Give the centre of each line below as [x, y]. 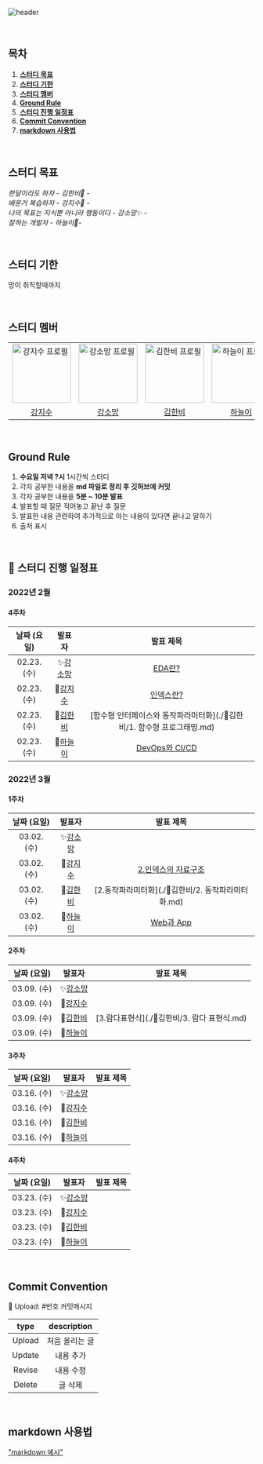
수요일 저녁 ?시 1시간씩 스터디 [64, 477]
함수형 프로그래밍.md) [177, 727]
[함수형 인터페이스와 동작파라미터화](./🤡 [159, 715]
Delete [25, 1385]
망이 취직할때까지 [34, 285]
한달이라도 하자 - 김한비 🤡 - [49, 193]
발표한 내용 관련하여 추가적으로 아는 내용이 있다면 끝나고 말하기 [115, 516]
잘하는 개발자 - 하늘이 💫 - [45, 222]
